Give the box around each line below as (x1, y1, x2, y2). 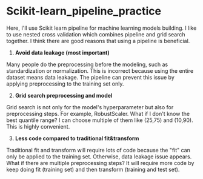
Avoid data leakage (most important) (15, 49, 110, 56)
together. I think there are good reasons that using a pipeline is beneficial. (6, 37, 190, 44)
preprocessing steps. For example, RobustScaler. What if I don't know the (6, 110, 190, 117)
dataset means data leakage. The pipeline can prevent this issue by (6, 73, 175, 81)
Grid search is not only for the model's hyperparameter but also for (6, 103, 174, 110)
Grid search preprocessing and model (15, 92, 113, 99)
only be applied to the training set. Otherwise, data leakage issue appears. (6, 153, 192, 160)
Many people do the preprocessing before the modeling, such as (6, 61, 168, 68)
